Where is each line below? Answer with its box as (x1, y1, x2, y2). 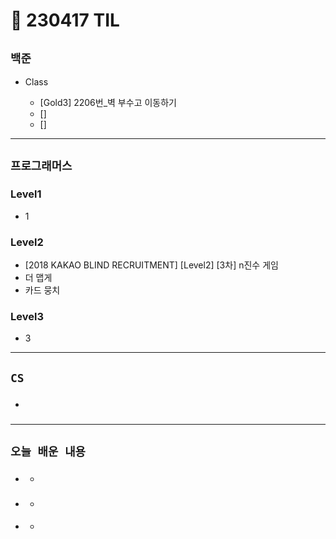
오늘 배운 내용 (10, 444, 86, 459)
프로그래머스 (10, 159, 73, 174)
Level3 (10, 309, 44, 323)
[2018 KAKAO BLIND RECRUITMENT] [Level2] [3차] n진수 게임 (24, 259, 279, 271)
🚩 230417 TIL (10, 9, 120, 32)
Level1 (10, 187, 42, 201)
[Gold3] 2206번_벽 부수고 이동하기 (39, 97, 177, 108)
